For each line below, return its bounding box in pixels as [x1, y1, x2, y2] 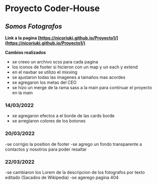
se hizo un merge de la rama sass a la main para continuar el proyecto [12, 85, 152, 90]
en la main [12, 90, 33, 95]
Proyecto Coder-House [5, 3, 100, 14]
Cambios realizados [5, 49, 46, 55]
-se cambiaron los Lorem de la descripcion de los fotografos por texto [5, 169, 145, 175]
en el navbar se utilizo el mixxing [12, 69, 78, 75]
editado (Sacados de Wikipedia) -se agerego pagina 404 [5, 174, 119, 180]
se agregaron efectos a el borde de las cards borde [12, 113, 115, 119]
